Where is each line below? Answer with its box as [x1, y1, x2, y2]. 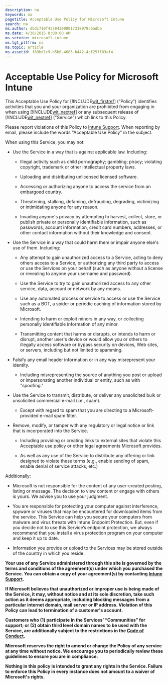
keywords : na [5, 12, 33, 17]
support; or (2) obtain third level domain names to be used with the [5, 622, 147, 629]
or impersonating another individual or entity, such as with [20, 377, 140, 383]
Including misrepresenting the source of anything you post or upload [20, 372, 162, 378]
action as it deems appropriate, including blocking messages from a [5, 596, 149, 603]
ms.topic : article [5, 45, 44, 50]
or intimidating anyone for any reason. [20, 204, 99, 210]
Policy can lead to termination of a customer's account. [5, 607, 123, 614]
